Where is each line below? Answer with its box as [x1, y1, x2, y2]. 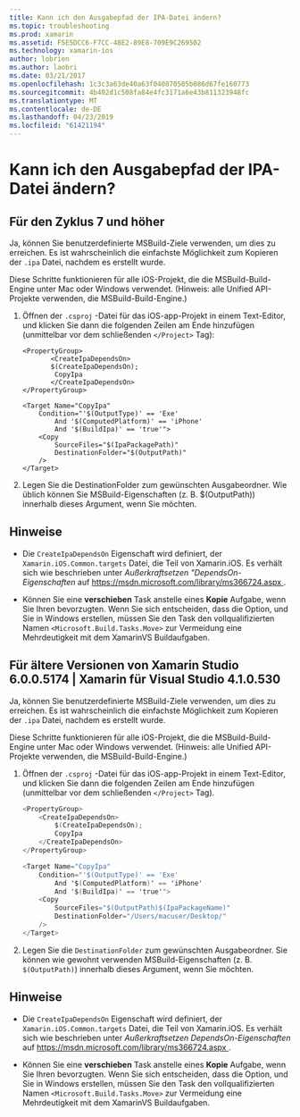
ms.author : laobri [9, 63, 78, 72]
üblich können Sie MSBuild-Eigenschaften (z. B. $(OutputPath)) [21, 489, 256, 500]
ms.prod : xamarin [9, 29, 74, 38]
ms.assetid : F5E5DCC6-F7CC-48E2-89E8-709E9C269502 [9, 38, 202, 47]
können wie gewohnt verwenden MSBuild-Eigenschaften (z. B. [21, 953, 253, 965]
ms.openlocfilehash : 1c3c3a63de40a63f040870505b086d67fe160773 [9, 80, 250, 88]
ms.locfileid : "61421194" [9, 122, 105, 130]
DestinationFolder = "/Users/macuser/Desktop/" [54, 912, 227, 921]
